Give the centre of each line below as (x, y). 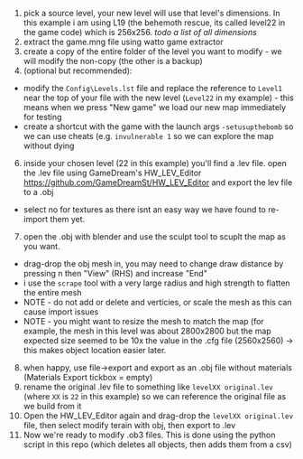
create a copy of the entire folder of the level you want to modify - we (152, 52)
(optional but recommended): (78, 70)
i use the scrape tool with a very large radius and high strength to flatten (157, 283)
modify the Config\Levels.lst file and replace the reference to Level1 (153, 88)
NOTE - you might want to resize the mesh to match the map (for (143, 321)
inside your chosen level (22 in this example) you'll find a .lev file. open (155, 163)
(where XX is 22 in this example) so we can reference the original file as (155, 396)
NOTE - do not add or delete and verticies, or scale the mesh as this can (157, 302)
